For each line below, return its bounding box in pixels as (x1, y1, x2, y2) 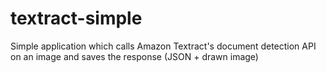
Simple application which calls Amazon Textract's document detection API (10, 40, 317, 52)
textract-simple (10, 7, 143, 30)
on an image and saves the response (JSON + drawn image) (10, 50, 259, 62)
